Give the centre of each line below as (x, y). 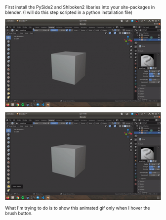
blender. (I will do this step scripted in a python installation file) (69, 12)
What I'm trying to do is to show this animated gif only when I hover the (78, 208)
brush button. (19, 213)
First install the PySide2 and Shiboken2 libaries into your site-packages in (80, 7)
